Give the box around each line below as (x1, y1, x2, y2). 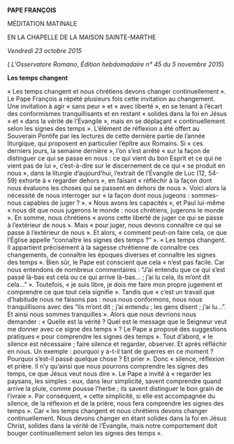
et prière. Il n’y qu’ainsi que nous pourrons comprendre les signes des (7, 362, 208, 370)
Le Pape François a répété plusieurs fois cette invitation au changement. (7, 94, 215, 103)
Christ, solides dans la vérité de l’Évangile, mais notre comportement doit (7, 422, 218, 429)
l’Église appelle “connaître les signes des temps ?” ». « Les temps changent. (7, 236, 226, 244)
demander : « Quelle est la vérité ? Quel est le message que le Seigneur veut (7, 317, 227, 326)
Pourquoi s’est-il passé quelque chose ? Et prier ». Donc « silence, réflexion (7, 355, 225, 363)
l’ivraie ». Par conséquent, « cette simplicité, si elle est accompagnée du (7, 392, 215, 400)
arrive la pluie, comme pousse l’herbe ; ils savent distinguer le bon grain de (7, 385, 224, 392)
